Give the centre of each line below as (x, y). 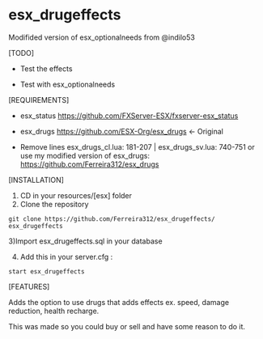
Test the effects (46, 68)
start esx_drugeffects (47, 271)
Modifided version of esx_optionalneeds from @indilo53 (102, 37)
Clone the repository (54, 204)
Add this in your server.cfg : (66, 256)
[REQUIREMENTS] (39, 100)
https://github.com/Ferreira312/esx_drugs (89, 164)
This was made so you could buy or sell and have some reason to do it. (127, 326)
